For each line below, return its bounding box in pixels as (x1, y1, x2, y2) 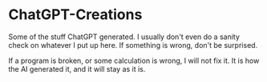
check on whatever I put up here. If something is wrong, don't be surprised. (8, 40, 258, 49)
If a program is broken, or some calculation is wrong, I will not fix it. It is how (8, 56, 260, 65)
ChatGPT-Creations (8, 6, 143, 24)
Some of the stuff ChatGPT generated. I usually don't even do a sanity (8, 32, 241, 41)
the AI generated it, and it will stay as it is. (8, 64, 146, 73)
